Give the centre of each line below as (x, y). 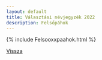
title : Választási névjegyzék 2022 (51, 17)
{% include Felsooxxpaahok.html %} (51, 40)
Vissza (14, 51)
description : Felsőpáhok (37, 23)
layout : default (26, 12)
